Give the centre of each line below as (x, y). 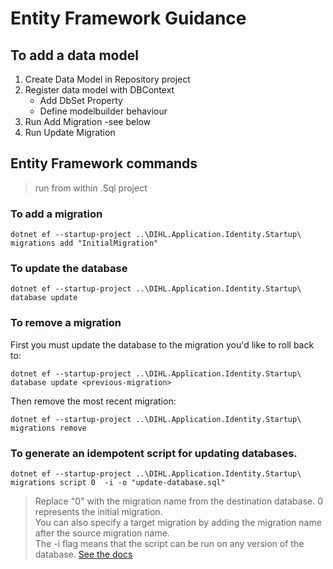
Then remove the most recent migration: (93, 401)
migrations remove (48, 428)
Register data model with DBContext (99, 90)
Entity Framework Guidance (128, 18)
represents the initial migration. (98, 511)
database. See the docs (83, 554)
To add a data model (74, 55)
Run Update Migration (70, 132)
